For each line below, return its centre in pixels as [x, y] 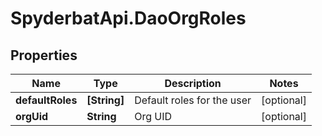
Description [193, 83]
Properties [44, 55]
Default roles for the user [193, 100]
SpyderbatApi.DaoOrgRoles [128, 18]
